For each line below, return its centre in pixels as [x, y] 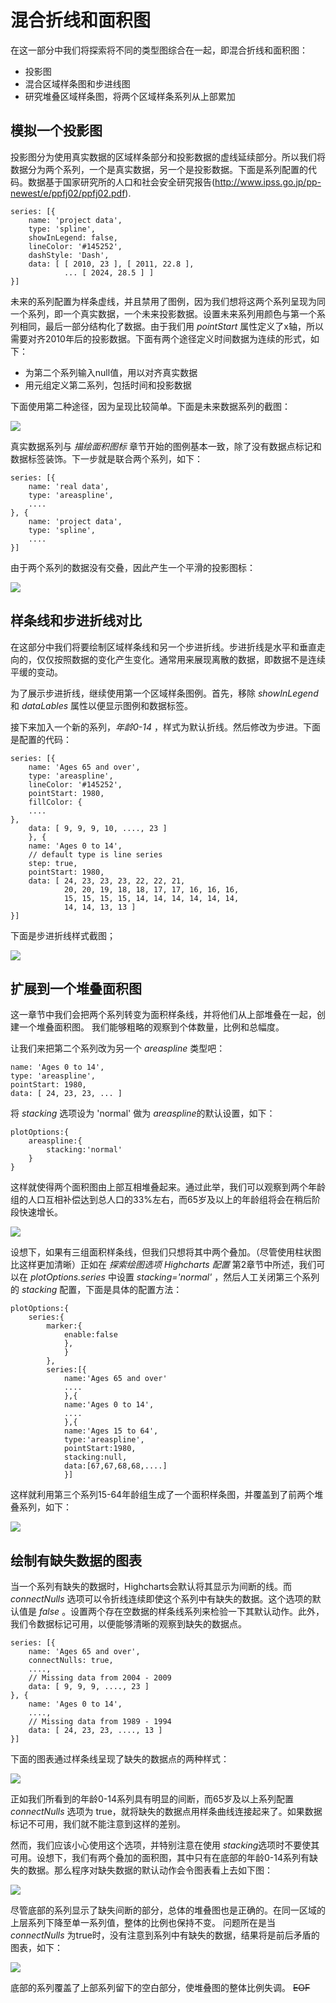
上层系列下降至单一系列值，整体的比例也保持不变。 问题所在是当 [143, 1923]
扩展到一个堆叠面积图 [76, 988]
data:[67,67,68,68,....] [115, 1466]
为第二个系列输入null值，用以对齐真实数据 [111, 372]
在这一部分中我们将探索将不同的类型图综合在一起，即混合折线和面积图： [159, 50]
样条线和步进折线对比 [76, 621]
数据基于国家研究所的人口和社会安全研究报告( [121, 182]
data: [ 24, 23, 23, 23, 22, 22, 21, [107, 881]
